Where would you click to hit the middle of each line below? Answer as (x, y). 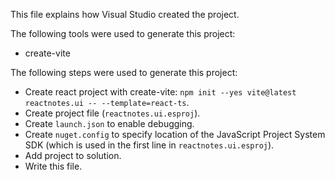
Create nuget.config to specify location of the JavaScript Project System (175, 134)
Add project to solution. (73, 155)
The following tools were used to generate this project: (123, 33)
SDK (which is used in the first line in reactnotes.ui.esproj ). (149, 145)
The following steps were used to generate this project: (124, 72)
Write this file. (53, 166)
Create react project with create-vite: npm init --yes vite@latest (160, 92)
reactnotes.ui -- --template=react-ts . (107, 102)
